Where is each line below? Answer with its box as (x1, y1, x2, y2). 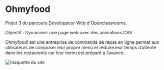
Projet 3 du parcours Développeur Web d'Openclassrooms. (5, 20, 127, 26)
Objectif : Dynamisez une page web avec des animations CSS (5, 29, 132, 35)
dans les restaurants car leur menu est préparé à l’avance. (5, 50, 125, 56)
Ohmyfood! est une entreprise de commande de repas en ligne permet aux (5, 39, 159, 45)
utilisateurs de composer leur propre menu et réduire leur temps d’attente (5, 44, 156, 50)
